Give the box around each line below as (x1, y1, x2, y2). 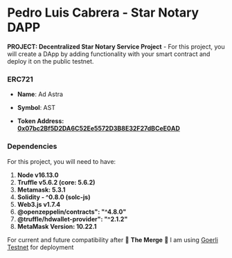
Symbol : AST (17, 104, 55, 112)
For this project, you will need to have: (7, 157, 116, 165)
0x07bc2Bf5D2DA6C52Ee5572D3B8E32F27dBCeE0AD (17, 125, 180, 133)
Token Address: (17, 117, 64, 125)
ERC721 (7, 74, 33, 84)
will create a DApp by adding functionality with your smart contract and (7, 50, 211, 58)
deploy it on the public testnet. (7, 57, 94, 65)
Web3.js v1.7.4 (17, 200, 61, 208)
